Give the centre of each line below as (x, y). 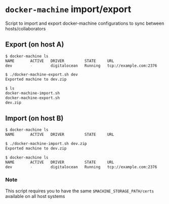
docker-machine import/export (68, 9)
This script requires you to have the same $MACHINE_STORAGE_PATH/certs (80, 191)
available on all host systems (35, 196)
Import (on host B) (34, 118)
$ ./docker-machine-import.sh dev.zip (46, 144)
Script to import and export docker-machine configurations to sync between (85, 23)
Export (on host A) (35, 45)
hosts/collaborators (26, 28)
